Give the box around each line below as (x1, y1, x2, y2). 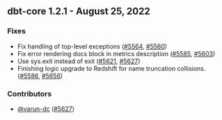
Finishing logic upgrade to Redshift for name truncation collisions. (17, 64, 206, 72)
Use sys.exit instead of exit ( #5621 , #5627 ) (17, 57, 141, 65)
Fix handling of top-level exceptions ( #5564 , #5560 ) (17, 42, 168, 51)
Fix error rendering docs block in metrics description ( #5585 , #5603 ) (17, 49, 216, 58)
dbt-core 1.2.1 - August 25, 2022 (7, 6, 151, 17)
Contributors (7, 89, 52, 98)
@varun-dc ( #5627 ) (17, 104, 75, 113)
